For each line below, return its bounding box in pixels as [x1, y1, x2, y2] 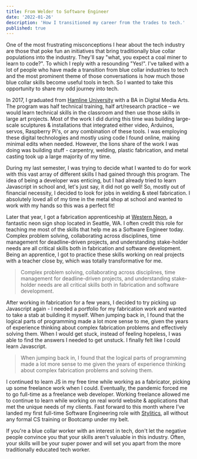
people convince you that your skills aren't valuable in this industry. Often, [6, 434, 185, 441]
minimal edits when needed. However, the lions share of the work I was [6, 140, 179, 147]
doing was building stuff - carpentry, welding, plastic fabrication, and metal [6, 147, 188, 154]
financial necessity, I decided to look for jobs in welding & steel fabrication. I [6, 189, 191, 196]
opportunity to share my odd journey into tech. [6, 85, 119, 92]
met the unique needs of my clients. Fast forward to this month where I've [6, 404, 185, 411]
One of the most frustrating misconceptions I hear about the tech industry [6, 41, 185, 48]
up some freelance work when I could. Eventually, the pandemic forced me [6, 385, 188, 392]
